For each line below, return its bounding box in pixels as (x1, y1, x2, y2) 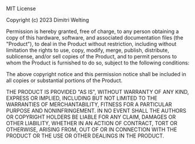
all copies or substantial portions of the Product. (6, 77, 123, 84)
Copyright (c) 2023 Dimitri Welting (6, 17, 89, 23)
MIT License (6, 5, 36, 12)
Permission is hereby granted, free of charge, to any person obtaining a (6, 28, 179, 35)
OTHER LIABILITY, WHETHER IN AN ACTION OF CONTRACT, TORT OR (6, 120, 177, 126)
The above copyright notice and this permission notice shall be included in (6, 71, 186, 77)
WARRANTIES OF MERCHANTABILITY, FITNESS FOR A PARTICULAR (6, 101, 172, 108)
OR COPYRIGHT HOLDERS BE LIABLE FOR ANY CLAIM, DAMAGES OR (6, 113, 176, 120)
